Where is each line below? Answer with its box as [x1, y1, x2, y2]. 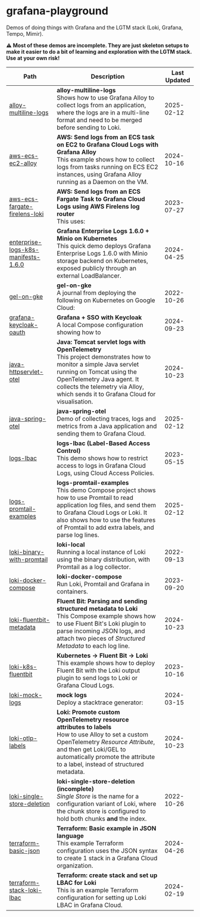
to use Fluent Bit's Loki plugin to [56, 619, 146, 627]
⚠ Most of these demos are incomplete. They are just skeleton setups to [6, 42, 189, 49]
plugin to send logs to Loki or [56, 673, 138, 682]
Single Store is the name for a [56, 792, 139, 800]
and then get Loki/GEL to [56, 745, 126, 753]
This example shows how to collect [56, 155, 155, 163]
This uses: [56, 217, 86, 225]
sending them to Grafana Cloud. [56, 429, 146, 437]
